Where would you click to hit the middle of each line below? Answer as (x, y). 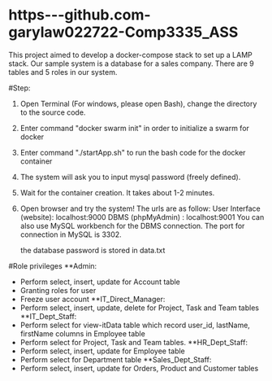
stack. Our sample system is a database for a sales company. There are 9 (131, 63)
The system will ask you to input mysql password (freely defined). (130, 177)
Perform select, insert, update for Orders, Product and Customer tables (139, 368)
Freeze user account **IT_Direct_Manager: (93, 299)
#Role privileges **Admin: (53, 265)
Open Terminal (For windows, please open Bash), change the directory (138, 103)
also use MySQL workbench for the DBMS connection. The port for (132, 226)
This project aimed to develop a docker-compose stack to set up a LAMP (131, 55)
